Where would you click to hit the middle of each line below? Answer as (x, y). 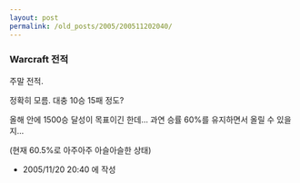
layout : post (34, 18)
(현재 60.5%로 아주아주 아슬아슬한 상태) (80, 149)
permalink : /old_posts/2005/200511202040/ (91, 26)
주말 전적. (26, 81)
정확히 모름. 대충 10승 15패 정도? (67, 100)
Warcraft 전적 (39, 60)
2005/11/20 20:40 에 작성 (69, 169)
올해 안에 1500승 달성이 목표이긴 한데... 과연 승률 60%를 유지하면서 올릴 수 (142, 120)
